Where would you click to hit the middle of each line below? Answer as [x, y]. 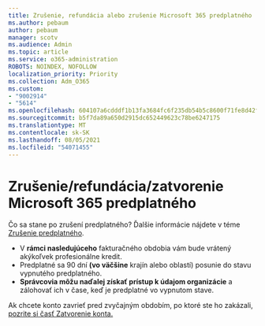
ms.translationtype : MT [47, 125]
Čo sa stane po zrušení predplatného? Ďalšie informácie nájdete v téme [124, 224]
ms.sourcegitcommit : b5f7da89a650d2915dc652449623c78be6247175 [114, 118]
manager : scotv [33, 37]
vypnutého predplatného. [61, 273]
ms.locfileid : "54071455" [50, 147]
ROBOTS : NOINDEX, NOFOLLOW [52, 67]
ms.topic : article [38, 52]
